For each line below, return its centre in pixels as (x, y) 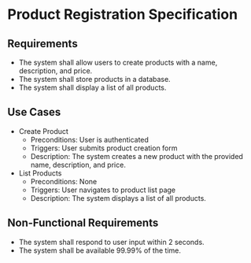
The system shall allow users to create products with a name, (118, 62)
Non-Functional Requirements (83, 223)
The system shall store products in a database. (94, 79)
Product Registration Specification (122, 15)
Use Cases (34, 112)
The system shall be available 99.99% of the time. (100, 250)
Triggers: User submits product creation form (104, 148)
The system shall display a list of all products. (92, 87)
